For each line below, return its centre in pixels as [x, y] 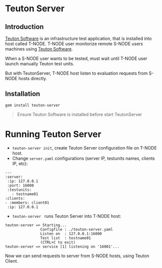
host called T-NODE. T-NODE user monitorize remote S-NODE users [74, 44]
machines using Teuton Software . [39, 49]
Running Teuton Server [53, 134]
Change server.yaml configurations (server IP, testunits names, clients [83, 158]
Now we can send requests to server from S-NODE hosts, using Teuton [77, 256]
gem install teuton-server [33, 105]
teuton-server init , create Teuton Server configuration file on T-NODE [84, 148]
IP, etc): [20, 163]
